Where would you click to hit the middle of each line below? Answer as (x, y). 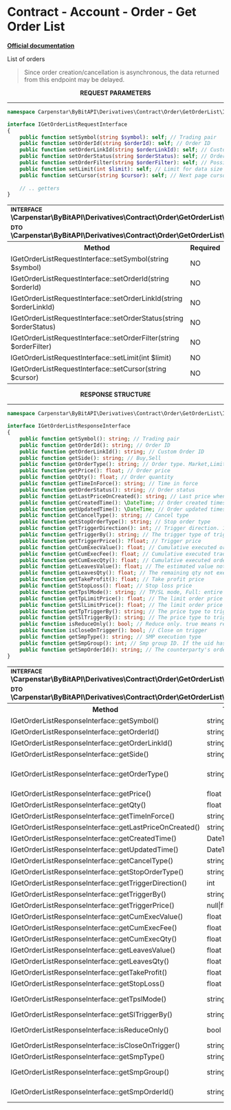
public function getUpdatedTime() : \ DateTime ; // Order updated (113, 509)
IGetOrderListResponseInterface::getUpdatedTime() (95, 850)
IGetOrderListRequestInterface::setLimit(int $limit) (91, 358)
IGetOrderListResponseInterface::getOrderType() (90, 774)
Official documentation (41, 45)
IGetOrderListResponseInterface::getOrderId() (85, 731)
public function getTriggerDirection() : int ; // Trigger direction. (120, 529)
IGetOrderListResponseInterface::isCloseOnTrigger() (96, 1045)
